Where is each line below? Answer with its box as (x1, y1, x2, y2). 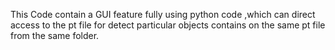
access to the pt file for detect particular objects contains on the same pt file (10, 19, 326, 31)
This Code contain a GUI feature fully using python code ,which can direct (10, 9, 316, 20)
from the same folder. (10, 30, 100, 41)
